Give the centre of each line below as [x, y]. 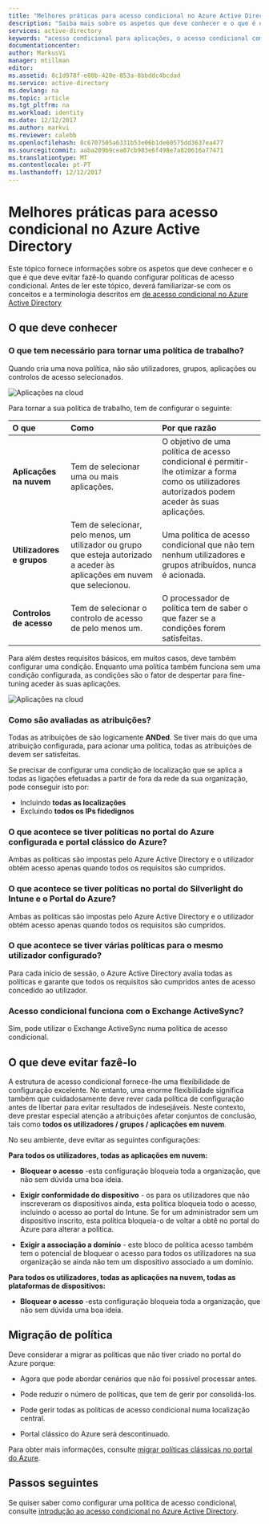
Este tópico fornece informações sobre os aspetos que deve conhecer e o [131, 268]
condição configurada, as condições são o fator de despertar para [118, 674]
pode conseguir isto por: [49, 787]
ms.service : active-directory [59, 83]
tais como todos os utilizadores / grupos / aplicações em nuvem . [117, 1124]
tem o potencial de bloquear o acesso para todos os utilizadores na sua [138, 1253]
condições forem [194, 628]
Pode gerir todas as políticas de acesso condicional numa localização [135, 1409]
